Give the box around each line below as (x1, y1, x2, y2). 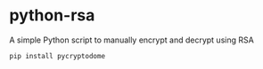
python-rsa (9, 5, 95, 26)
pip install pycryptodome (9, 51, 105, 60)
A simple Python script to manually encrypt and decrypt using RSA (9, 34, 254, 45)
